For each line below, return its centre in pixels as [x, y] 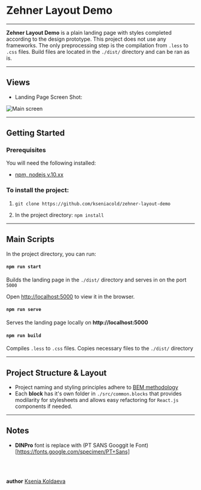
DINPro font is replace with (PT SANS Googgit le [74, 445]
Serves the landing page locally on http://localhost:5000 [77, 322]
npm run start [24, 267]
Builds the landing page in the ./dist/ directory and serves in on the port [96, 280]
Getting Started [36, 133]
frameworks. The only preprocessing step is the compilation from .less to [97, 45]
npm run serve [24, 310]
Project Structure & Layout [57, 373]
